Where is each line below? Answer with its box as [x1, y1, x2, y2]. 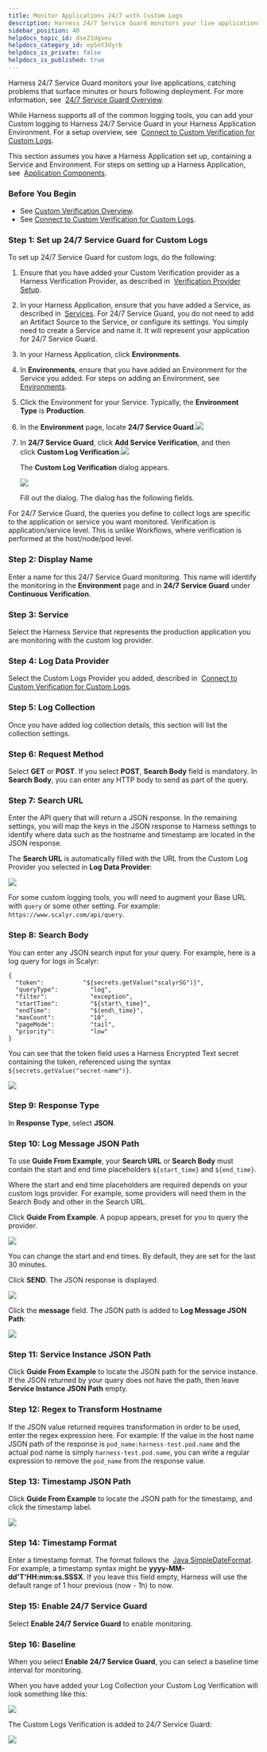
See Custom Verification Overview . [19, 206, 134, 216]
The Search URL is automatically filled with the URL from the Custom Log [8, 854, 249, 863]
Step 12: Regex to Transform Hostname [8, 1404, 163, 1415]
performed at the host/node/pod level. [8, 534, 133, 544]
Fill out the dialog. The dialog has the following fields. [19, 493, 195, 503]
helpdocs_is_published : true [8, 57, 105, 65]
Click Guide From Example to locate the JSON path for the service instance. [8, 1367, 258, 1377]
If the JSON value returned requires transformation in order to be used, [8, 1422, 241, 1432]
